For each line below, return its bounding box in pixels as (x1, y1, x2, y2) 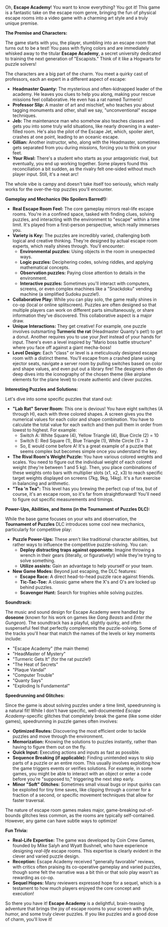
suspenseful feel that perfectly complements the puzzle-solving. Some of (5, 625, 157, 631)
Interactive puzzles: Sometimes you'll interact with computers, (19, 281, 150, 286)
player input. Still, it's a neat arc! (12, 171, 79, 177)
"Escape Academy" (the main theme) (12, 645, 89, 651)
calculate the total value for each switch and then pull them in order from (12, 422, 162, 427)
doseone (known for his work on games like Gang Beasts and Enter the (5, 615, 152, 620)
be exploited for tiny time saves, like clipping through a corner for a (12, 787, 151, 792)
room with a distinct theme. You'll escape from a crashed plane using (12, 355, 155, 361)
